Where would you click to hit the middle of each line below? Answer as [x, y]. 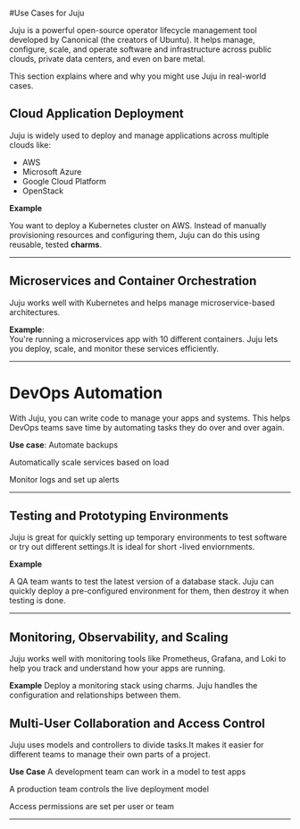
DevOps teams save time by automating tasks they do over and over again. [147, 427]
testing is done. [37, 601]
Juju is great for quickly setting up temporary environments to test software [148, 537]
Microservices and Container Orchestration [133, 281]
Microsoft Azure [52, 171]
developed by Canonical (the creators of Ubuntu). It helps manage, [133, 40]
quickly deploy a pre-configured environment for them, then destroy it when [149, 591]
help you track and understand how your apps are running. [117, 668]
